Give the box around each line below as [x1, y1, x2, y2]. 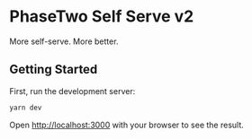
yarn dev [9, 103, 42, 112]
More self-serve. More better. [9, 36, 119, 47]
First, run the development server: [9, 85, 136, 96]
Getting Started [9, 62, 98, 77]
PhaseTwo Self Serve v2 [9, 6, 194, 27]
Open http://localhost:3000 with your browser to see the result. [9, 119, 245, 130]
